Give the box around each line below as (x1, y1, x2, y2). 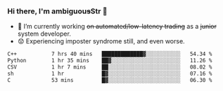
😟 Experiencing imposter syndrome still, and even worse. (17, 37, 185, 45)
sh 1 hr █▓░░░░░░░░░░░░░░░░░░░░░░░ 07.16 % (7, 70, 212, 77)
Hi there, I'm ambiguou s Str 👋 (7, 6, 108, 16)
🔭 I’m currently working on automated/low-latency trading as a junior (17, 22, 217, 31)
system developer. (17, 29, 72, 38)
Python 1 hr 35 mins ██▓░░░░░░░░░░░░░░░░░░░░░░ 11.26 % (7, 57, 212, 64)
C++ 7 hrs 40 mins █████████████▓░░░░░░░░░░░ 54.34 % (7, 50, 212, 58)
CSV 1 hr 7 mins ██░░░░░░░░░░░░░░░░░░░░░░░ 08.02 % (7, 64, 212, 71)
